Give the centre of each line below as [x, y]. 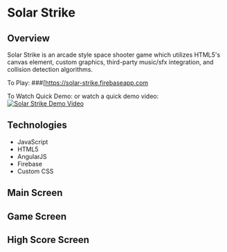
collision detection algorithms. [50, 69]
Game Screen [37, 216]
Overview [29, 38]
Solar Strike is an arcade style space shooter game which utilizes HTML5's [114, 55]
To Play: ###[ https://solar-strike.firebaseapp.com [78, 83]
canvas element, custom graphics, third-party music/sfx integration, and [110, 62]
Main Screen [35, 193]
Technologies [37, 125]
